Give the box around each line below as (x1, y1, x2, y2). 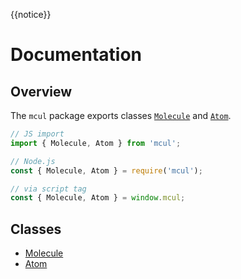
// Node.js (10, 156, 56, 166)
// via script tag (10, 184, 87, 194)
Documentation (10, 44, 143, 66)
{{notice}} (10, 9, 52, 20)
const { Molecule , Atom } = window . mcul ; (10, 193, 186, 203)
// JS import (10, 129, 65, 139)
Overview (10, 83, 73, 100)
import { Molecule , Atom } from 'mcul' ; (10, 138, 182, 148)
